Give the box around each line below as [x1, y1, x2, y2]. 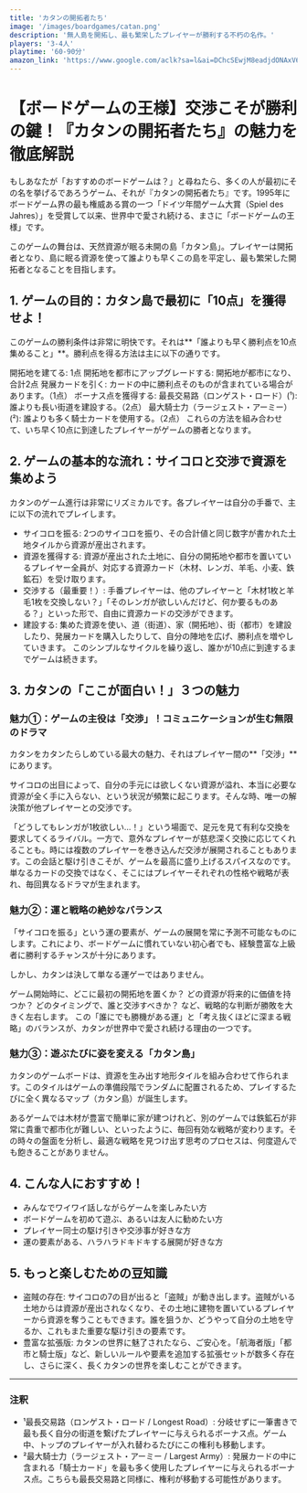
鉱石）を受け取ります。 [22, 573, 111, 584]
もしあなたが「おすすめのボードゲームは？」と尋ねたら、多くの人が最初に [9, 176, 290, 187]
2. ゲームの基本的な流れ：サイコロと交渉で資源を [9, 453, 288, 469]
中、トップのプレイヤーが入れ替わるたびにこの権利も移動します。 [22, 1439, 270, 1450]
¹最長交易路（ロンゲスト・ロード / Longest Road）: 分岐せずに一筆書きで [22, 1416, 298, 1427]
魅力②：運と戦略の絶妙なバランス [9, 904, 163, 917]
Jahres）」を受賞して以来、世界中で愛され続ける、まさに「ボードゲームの [9, 209, 287, 220]
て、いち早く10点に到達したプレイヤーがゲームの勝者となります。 [9, 424, 257, 435]
